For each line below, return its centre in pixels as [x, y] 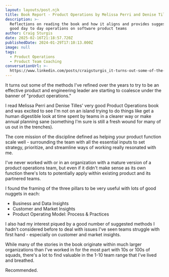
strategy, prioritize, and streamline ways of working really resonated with [81, 147]
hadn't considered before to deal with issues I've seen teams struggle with [82, 229]
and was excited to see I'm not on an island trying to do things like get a [79, 111]
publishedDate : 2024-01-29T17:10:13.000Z [49, 43]
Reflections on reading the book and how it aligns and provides [80, 24]
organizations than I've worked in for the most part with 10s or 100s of [78, 250]
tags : [11, 52]
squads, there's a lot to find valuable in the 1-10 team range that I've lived [81, 255]
